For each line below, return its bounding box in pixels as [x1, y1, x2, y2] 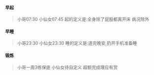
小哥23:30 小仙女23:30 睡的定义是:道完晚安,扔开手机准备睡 [17, 40, 137, 46]
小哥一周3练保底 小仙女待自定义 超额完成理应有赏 [17, 64, 118, 70]
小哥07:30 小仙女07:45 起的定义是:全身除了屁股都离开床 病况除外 [17, 16, 150, 22]
